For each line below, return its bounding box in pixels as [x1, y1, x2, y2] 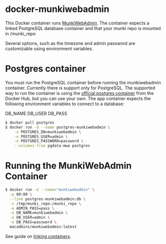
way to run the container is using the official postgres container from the [5, 90, 154, 96]
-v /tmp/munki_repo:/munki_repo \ [9, 201, 81, 206]
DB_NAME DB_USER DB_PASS [5, 110, 67, 116]
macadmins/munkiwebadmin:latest [9, 225, 77, 230]
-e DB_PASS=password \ [9, 220, 57, 225]
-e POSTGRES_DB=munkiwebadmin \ [14, 129, 81, 134]
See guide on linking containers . [5, 233, 71, 239]
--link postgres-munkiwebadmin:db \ [9, 196, 86, 202]
